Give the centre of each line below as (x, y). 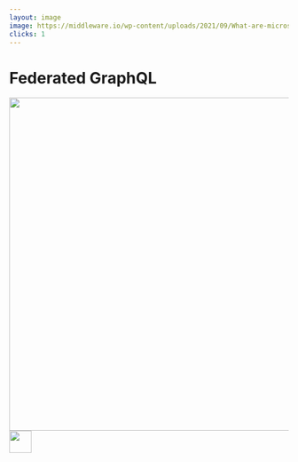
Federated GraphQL (83, 78)
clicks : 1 (27, 34)
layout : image (35, 17)
